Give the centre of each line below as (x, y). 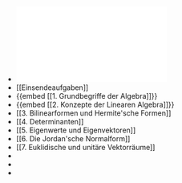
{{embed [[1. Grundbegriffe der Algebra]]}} (87, 96)
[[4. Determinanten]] (50, 122)
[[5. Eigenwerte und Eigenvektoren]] (76, 130)
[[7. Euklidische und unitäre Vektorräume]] (85, 147)
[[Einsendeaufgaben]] (52, 87)
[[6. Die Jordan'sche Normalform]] (73, 138)
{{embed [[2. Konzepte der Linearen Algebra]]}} (95, 104)
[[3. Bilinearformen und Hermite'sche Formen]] (93, 113)
